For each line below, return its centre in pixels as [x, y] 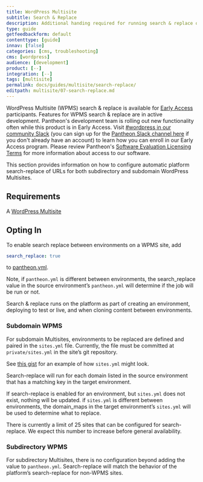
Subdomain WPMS [34, 326]
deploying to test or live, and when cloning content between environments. [99, 310]
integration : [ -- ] [29, 74]
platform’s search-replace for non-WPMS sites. [65, 472]
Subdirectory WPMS [37, 447]
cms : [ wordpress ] [28, 57]
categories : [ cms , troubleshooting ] [52, 51]
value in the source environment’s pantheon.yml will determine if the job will [100, 286]
